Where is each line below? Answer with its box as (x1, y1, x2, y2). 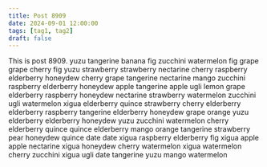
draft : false (8, 34, 52, 43)
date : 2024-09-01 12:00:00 (8, 19, 99, 27)
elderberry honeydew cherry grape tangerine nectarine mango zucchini (8, 73, 246, 83)
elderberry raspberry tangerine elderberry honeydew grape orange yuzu (8, 108, 249, 117)
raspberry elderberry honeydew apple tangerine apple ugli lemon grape (8, 82, 246, 92)
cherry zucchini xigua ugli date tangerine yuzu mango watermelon (8, 150, 228, 160)
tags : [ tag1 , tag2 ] (8, 26, 74, 35)
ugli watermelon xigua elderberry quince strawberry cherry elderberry (8, 99, 241, 108)
